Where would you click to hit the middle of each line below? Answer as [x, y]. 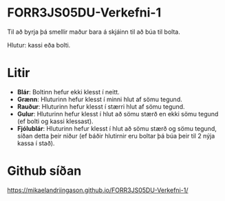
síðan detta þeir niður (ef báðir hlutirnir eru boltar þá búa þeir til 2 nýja [116, 136]
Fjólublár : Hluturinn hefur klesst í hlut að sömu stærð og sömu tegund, [117, 128]
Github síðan [44, 171]
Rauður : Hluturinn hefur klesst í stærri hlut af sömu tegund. [101, 106]
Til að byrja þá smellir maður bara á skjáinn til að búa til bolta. [94, 32]
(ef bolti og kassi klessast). [55, 121]
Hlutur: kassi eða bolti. [39, 45]
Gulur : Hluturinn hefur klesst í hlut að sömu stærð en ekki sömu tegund [118, 114]
